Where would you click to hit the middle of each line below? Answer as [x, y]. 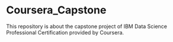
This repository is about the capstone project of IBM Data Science [87, 26]
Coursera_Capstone [56, 10]
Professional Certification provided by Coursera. [65, 32]
